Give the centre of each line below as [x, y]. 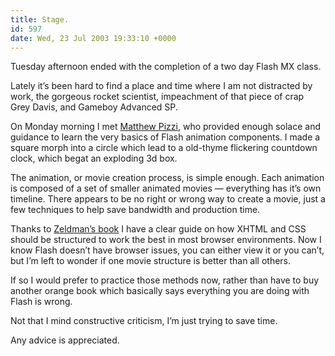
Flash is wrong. [41, 302]
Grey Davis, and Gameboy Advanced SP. [94, 107]
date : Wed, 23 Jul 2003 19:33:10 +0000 [93, 38]
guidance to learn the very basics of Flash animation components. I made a [165, 137]
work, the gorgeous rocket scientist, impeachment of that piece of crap [157, 97]
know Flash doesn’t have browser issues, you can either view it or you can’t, [167, 250]
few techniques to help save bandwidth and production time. [135, 210]
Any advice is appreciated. [65, 340]
